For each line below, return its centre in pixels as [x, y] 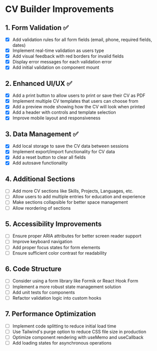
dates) [19, 45]
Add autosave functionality [40, 163]
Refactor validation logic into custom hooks [57, 298]
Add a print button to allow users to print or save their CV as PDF [79, 95]
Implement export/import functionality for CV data [64, 152]
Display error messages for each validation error [62, 62]
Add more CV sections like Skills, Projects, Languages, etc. [73, 191]
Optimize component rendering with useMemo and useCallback [78, 337]
